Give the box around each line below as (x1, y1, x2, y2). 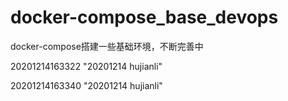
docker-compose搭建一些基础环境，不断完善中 (10, 40, 204, 52)
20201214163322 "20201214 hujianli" (10, 60, 163, 72)
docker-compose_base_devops (10, 6, 279, 29)
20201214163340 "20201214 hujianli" (10, 79, 163, 91)
